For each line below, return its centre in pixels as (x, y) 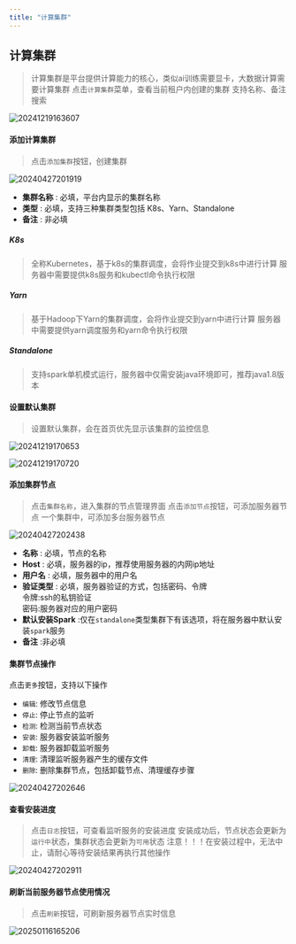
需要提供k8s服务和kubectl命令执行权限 (125, 275)
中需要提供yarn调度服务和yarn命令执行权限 (109, 329)
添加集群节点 (32, 484)
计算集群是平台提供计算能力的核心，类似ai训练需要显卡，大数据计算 (154, 78)
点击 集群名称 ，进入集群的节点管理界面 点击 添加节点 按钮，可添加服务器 (155, 506)
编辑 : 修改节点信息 (54, 704)
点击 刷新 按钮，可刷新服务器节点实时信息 (103, 913)
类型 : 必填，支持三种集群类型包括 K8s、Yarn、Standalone (128, 208)
